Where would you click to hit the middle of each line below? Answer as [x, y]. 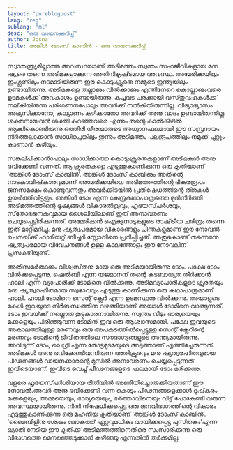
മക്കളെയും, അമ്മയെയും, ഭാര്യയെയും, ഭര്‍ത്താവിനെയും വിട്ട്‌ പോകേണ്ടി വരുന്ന [116, 398]
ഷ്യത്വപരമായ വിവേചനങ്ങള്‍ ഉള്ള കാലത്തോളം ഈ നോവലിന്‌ [97, 245]
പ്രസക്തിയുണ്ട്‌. [29, 253]
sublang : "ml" [28, 27]
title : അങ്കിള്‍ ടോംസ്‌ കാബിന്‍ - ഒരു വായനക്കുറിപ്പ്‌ [77, 46]
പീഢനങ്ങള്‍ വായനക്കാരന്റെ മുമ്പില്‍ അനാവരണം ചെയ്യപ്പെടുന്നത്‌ [101, 361]
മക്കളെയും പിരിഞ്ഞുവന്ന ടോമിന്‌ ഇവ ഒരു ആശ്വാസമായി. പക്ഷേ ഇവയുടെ [111, 321]
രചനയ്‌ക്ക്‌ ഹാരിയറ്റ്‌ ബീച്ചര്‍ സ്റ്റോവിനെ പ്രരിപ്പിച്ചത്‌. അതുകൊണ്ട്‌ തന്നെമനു [113, 237]
